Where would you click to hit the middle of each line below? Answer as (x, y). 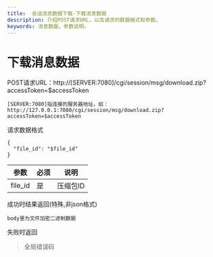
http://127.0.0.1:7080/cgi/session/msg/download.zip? (86, 111)
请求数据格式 (25, 130)
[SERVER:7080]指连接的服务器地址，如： (58, 104)
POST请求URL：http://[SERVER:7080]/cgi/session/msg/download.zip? (107, 82)
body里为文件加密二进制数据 (42, 219)
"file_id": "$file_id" (46, 149)
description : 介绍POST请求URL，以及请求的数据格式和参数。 (84, 20)
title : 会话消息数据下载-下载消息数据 (57, 13)
